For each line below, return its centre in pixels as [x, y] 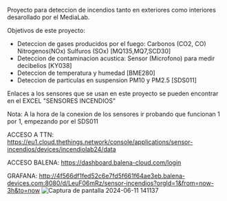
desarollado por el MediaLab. [48, 17]
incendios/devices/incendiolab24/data [62, 149]
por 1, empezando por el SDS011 [53, 121]
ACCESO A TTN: [30, 134]
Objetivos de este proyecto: [46, 31]
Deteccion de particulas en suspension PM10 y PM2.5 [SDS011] [107, 80]
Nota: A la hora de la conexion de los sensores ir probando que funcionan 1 [113, 114]
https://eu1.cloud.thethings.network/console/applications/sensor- [100, 142]
